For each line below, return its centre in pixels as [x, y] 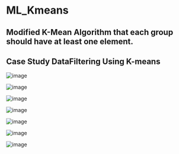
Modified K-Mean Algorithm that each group [90, 32]
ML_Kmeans [38, 10]
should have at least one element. [70, 41]
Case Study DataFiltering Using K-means [83, 61]
